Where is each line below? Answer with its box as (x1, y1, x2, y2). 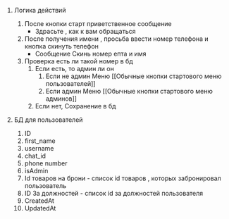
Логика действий (13, 6, 66, 14)
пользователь (24, 182, 67, 189)
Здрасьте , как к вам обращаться (35, 27, 136, 35)
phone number (24, 159, 68, 168)
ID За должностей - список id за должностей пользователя (24, 189, 204, 197)
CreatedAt (24, 196, 55, 205)
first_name (24, 137, 56, 145)
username (24, 144, 54, 152)
